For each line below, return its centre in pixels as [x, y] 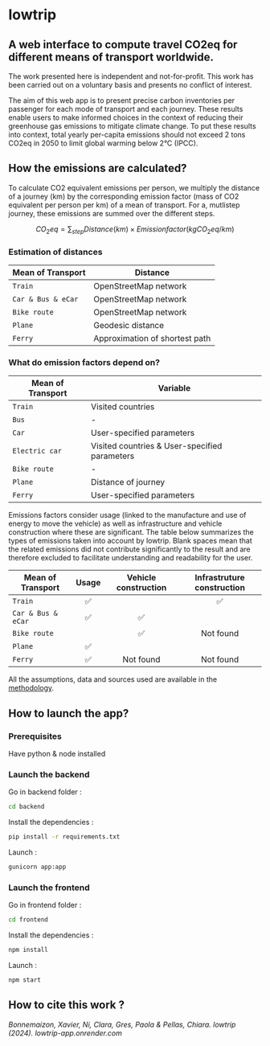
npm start [25, 980]
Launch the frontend [49, 888]
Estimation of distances [55, 252]
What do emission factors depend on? [84, 362]
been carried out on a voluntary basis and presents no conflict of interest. [130, 85]
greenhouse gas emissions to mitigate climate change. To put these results [132, 126]
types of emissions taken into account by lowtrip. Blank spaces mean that [130, 541]
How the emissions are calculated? [98, 168]
